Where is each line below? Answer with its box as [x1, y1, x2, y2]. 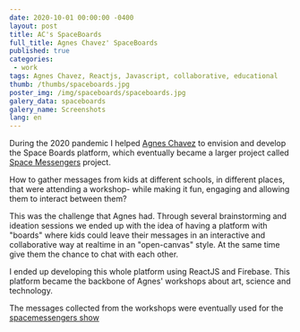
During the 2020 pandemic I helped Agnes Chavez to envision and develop [9, 138, 287, 149]
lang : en [9, 113, 42, 122]
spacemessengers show [9, 312, 100, 323]
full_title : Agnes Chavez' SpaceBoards [9, 38, 159, 48]
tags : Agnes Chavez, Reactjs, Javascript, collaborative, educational [9, 72, 279, 81]
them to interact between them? [9, 194, 127, 205]
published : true [9, 47, 70, 56]
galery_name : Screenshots [9, 105, 106, 114]
